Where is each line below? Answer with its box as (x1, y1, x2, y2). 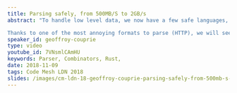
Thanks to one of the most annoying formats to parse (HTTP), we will (7, 29, 219, 36)
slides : (7, 75, 30, 82)
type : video (7, 43, 42, 50)
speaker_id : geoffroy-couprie (7, 36, 97, 43)
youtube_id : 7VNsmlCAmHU (7, 49, 80, 56)
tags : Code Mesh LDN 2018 (7, 68, 83, 76)
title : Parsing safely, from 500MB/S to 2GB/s (7, 10, 147, 17)
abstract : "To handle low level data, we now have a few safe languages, (7, 17, 229, 24)
